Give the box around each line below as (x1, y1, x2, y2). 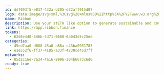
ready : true (5, 61, 29, 66)
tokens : (5, 30, 21, 35)
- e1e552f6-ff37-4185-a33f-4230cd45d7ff (9, 48, 93, 53)
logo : (5, 12, 16, 17)
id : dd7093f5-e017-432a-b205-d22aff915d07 (5, 7, 93, 12)
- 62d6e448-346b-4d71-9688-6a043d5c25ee (9, 35, 93, 39)
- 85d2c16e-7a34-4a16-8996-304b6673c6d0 (9, 57, 93, 62)
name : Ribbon (5, 16, 32, 21)
